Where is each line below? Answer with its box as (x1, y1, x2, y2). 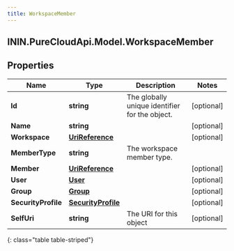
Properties (7, 60, 54, 72)
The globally (126, 92, 167, 102)
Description (135, 80, 175, 90)
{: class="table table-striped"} (7, 235, 94, 244)
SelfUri (10, 213, 35, 223)
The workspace (126, 144, 178, 153)
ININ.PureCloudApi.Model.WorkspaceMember (7, 36, 214, 48)
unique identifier (126, 100, 180, 110)
